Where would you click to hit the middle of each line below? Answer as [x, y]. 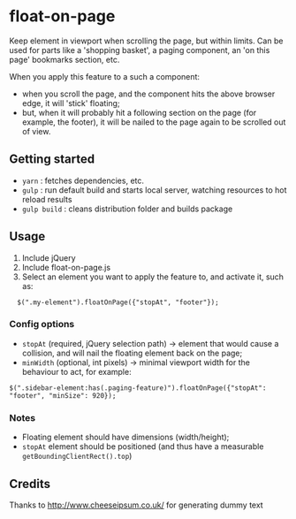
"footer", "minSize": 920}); [63, 395]
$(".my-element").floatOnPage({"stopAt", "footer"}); [118, 302]
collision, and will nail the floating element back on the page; [132, 353]
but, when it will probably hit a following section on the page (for [139, 112]
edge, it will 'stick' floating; [71, 103]
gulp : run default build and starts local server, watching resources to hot [154, 190]
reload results [47, 199]
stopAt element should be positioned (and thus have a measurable [143, 446]
